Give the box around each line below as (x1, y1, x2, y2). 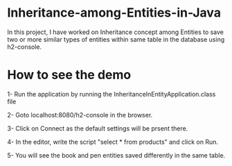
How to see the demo (7, 67, 132, 83)
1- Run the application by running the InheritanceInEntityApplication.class (7, 90, 216, 98)
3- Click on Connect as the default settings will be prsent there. (7, 124, 188, 133)
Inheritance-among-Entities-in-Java (7, 5, 222, 21)
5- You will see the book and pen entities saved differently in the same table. (7, 151, 226, 159)
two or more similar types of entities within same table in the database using (7, 35, 225, 43)
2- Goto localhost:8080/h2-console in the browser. (7, 110, 153, 119)
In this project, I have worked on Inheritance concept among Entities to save (7, 28, 224, 36)
